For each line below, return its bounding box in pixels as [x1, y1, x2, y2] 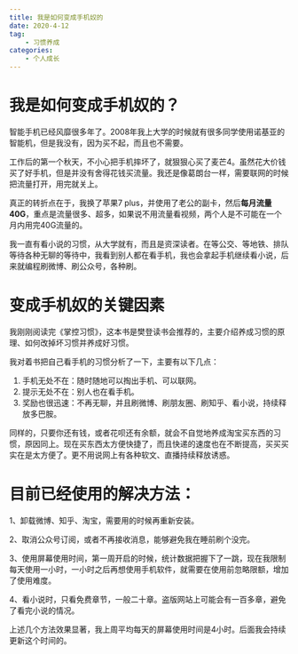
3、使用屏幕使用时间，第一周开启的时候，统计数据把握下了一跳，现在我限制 [9, 553, 286, 563]
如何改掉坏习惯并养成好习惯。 [24, 337, 134, 347]
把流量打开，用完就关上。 [9, 179, 103, 189]
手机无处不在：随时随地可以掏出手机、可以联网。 [21, 375, 201, 386]
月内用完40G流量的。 [9, 219, 88, 230]
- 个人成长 [25, 54, 60, 63]
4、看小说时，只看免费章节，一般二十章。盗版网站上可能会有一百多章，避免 [9, 594, 286, 604]
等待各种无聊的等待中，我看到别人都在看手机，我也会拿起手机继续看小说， [9, 250, 281, 260]
